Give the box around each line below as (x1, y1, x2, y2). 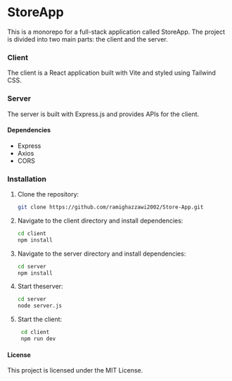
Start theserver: (17, 282, 63, 291)
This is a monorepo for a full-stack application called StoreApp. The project (7, 27, 226, 36)
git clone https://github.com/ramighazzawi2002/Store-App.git (17, 204, 204, 211)
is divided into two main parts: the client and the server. (7, 35, 169, 43)
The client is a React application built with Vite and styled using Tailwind (7, 68, 217, 77)
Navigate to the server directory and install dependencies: (17, 249, 186, 258)
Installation (7, 174, 47, 184)
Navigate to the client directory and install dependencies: (17, 216, 183, 225)
